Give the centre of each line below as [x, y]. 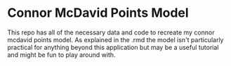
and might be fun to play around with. [61, 55]
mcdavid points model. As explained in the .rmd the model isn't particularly [115, 39]
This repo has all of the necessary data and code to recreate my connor [111, 32]
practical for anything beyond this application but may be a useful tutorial [113, 47]
